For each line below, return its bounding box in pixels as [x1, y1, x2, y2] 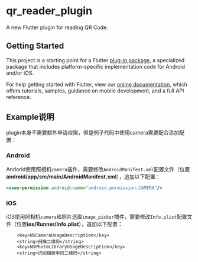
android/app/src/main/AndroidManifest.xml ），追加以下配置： [6, 173, 161, 180]
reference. [6, 93, 31, 100]
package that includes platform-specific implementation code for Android [6, 63, 185, 70]
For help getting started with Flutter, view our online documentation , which [6, 81, 188, 88]
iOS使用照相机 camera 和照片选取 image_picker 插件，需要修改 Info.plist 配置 [6, 213, 187, 221]
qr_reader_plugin [6, 4, 93, 18]
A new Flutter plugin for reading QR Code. [6, 24, 108, 31]
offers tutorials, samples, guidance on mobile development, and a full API [6, 87, 184, 94]
